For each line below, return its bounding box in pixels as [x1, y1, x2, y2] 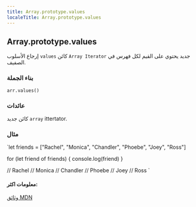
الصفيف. [7, 59, 26, 66]
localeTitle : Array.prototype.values [7, 14, 102, 20]
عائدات [7, 101, 25, 110]
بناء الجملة [7, 74, 34, 82]
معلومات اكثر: [7, 181, 38, 188]
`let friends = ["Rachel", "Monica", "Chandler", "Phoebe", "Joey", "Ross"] [7, 143, 186, 151]
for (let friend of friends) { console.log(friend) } [7, 155, 123, 163]
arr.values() [7, 88, 40, 94]
